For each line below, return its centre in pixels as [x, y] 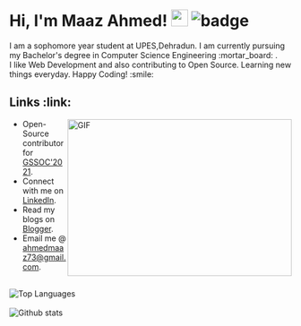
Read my [39, 210]
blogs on [39, 219]
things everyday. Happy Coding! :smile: [82, 74]
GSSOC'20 [42, 162]
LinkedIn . [39, 200]
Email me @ [44, 238]
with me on [43, 190]
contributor [43, 142]
